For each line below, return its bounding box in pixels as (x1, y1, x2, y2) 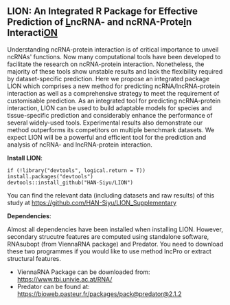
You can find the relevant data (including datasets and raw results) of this (7, 191, 215, 199)
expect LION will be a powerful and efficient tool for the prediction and (7, 133, 207, 141)
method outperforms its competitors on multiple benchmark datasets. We (7, 125, 215, 134)
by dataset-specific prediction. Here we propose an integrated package (7, 74, 210, 83)
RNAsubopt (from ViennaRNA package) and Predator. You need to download (7, 240, 224, 248)
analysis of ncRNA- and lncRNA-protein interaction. (7, 140, 153, 149)
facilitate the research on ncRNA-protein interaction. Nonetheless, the (7, 60, 205, 68)
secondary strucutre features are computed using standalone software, (7, 232, 209, 240)
